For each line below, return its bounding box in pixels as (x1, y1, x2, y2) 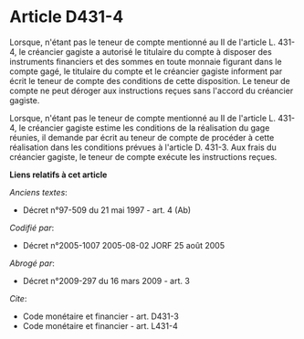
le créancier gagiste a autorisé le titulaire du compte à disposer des (18, 46, 272, 57)
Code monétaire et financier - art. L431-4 (22, 320, 178, 331)
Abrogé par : (9, 258, 55, 269)
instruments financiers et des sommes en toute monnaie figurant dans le (9, 56, 282, 67)
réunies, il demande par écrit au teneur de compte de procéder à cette (9, 132, 275, 143)
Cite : (9, 292, 27, 303)
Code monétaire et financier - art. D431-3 (22, 311, 180, 322)
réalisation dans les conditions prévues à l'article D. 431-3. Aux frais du (9, 142, 277, 153)
